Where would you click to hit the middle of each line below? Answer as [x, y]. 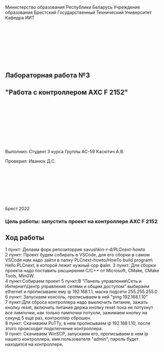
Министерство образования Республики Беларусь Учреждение [73, 7]
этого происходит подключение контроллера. [54, 328]
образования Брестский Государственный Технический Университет [79, 12]
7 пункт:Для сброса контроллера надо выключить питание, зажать [77, 302]
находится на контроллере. [34, 344]
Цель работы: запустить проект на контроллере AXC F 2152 [81, 222]
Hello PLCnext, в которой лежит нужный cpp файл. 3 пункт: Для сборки [81, 265]
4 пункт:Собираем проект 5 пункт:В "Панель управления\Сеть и [74, 281]
